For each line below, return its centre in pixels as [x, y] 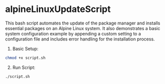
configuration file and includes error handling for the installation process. [80, 39]
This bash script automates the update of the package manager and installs [83, 23]
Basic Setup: [25, 48]
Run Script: [24, 67]
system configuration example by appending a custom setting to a [73, 33]
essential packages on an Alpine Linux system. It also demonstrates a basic [83, 28]
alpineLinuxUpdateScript [58, 9]
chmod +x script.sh [25, 58]
